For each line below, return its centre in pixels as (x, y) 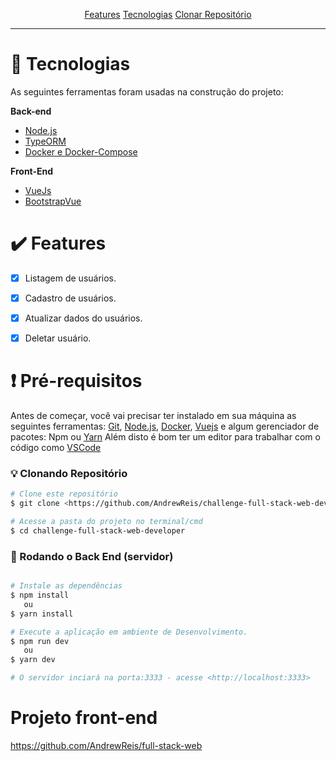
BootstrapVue (53, 201)
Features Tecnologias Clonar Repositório (168, 14)
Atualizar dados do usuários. (83, 318)
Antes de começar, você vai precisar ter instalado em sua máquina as (153, 416)
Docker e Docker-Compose (81, 151)
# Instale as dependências (66, 586)
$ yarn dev (33, 660)
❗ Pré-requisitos (76, 381)
